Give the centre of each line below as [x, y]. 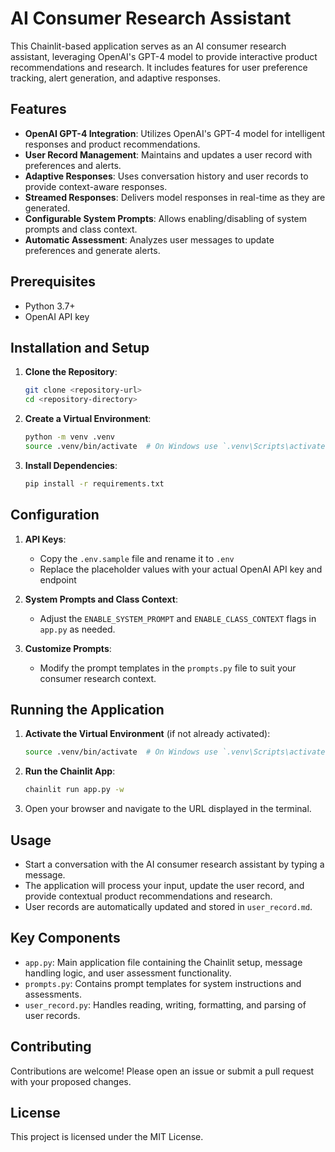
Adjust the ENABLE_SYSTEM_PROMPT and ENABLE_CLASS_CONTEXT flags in [178, 618]
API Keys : [45, 539]
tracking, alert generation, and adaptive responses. [115, 78]
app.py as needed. [77, 629]
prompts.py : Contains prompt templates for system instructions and [163, 983]
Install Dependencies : [71, 465]
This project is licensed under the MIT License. [107, 1137]
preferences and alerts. [73, 165]
